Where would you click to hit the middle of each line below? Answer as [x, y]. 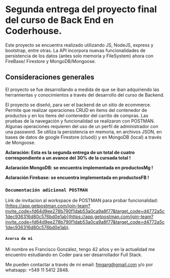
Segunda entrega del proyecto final [81, 9]
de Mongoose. [20, 142]
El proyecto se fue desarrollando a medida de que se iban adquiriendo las [82, 89]
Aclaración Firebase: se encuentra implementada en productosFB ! [77, 177]
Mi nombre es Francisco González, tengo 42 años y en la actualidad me [80, 250]
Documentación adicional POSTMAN [46, 190]
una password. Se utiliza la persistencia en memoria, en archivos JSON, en [83, 132]
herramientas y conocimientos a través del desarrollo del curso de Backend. [85, 95]
